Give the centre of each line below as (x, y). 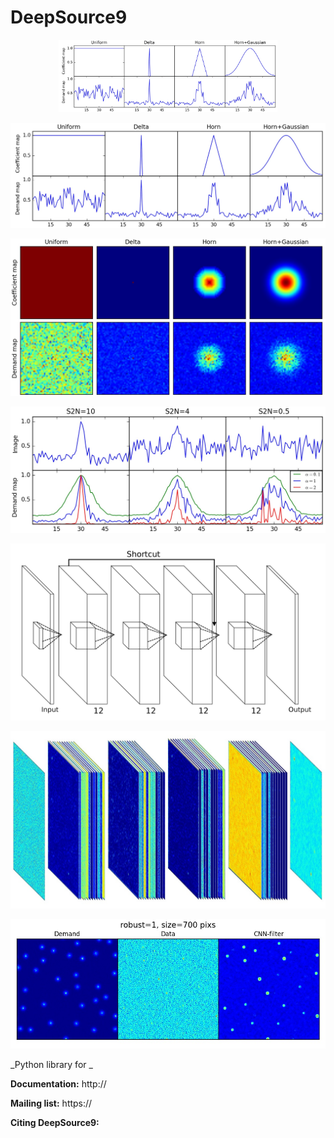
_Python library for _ (51, 1065)
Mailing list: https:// (51, 1103)
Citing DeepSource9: (55, 1123)
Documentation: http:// (58, 1084)
